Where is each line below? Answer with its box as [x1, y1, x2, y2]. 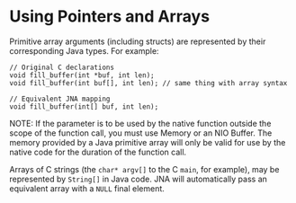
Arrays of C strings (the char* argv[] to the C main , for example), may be [9, 163, 280, 174]
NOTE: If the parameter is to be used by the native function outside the [9, 118, 272, 128]
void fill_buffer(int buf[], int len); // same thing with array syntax [9, 78, 288, 87]
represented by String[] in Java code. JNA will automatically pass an [9, 173, 268, 184]
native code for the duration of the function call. [9, 146, 187, 157]
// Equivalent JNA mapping [9, 94, 111, 103]
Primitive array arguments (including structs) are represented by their [9, 36, 266, 47]
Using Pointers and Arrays [9, 6, 210, 27]
